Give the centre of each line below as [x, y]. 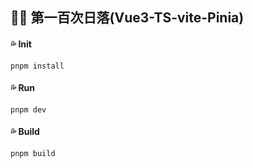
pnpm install [37, 66]
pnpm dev [28, 109]
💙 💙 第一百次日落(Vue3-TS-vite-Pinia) [127, 18]
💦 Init [21, 44]
